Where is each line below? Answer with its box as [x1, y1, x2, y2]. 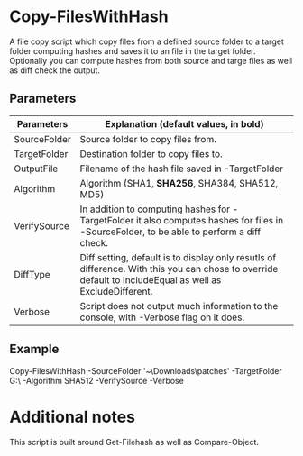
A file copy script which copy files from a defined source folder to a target [9, 36, 284, 47]
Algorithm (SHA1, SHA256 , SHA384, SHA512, [79, 177, 279, 189]
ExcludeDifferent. [79, 285, 153, 297]
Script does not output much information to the [79, 299, 279, 312]
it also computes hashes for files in [135, 214, 284, 226]
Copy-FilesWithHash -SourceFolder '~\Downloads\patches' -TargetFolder [9, 365, 282, 376]
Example [9, 342, 60, 357]
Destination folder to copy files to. [79, 147, 223, 160]
